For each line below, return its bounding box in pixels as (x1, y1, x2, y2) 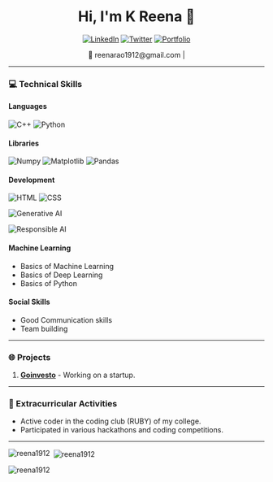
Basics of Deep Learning (19, 270, 103, 280)
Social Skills (8, 297, 50, 307)
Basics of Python (19, 278, 77, 288)
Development (8, 175, 55, 185)
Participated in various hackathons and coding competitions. (19, 425, 223, 435)
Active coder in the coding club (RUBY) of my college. (19, 416, 201, 426)
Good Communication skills (19, 315, 112, 324)
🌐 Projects (8, 351, 51, 363)
